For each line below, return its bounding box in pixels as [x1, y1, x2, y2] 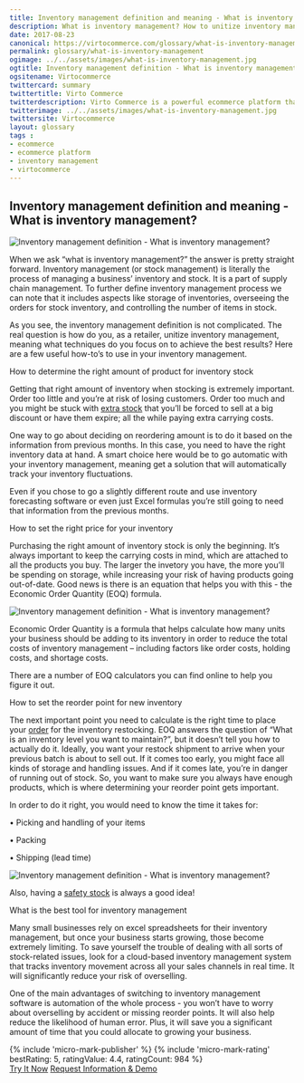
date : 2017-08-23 [9, 30, 75, 39]
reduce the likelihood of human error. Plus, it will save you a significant [9, 1017, 273, 1028]
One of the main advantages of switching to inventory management [9, 988, 261, 999]
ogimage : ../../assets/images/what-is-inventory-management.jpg [9, 55, 257, 64]
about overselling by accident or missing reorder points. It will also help [9, 1007, 275, 1019]
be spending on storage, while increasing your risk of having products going [9, 570, 294, 580]
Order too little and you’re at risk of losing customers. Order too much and [9, 393, 285, 404]
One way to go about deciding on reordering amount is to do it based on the [9, 430, 292, 441]
